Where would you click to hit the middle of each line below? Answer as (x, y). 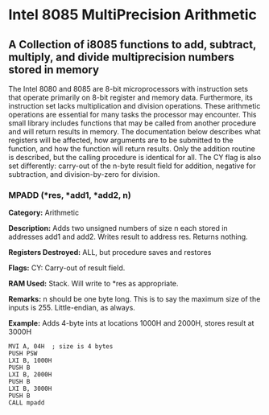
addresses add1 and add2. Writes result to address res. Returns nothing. (128, 237)
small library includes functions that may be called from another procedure (132, 123)
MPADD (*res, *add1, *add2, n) (70, 195)
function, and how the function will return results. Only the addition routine (132, 149)
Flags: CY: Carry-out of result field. (67, 268)
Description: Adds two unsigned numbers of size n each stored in (118, 228)
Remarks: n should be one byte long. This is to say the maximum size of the (134, 299)
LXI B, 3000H (30, 389)
